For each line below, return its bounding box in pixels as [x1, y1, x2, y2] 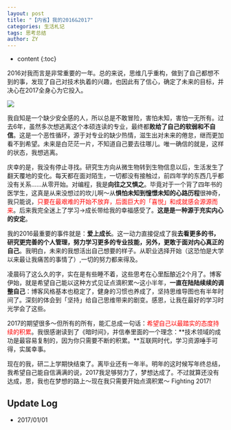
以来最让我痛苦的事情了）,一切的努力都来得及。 [7, 255, 142, 264]
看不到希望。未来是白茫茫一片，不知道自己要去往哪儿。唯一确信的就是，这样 [7, 139, 224, 148]
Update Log [7, 398, 58, 409]
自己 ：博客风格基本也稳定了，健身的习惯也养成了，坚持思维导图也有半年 [12, 287, 218, 295]
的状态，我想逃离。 [7, 148, 62, 157]
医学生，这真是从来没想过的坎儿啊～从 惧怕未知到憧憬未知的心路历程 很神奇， [7, 189, 224, 197]
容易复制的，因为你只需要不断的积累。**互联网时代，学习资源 [25, 336, 201, 345]
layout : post [7, 10, 45, 17]
